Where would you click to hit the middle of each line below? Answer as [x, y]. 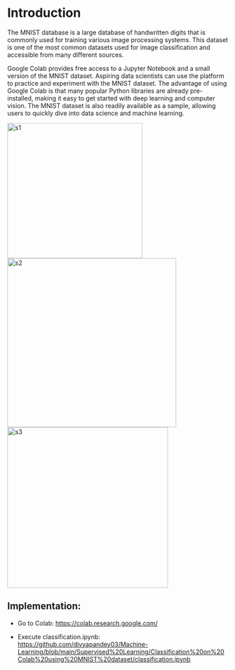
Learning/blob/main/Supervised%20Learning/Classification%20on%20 [121, 652]
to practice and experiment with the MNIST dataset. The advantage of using [117, 83]
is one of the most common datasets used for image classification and [109, 47]
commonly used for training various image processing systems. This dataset [117, 39]
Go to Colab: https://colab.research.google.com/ [87, 623]
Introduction [44, 13]
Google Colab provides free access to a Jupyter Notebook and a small [109, 68]
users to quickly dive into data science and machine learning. [96, 113]
